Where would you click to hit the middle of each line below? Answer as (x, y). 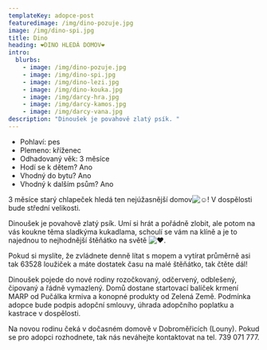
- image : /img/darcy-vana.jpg (73, 112)
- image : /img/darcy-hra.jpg (71, 97)
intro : (19, 52)
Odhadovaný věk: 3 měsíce (65, 158)
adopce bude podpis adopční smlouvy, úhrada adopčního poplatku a (121, 305)
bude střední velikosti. (45, 208)
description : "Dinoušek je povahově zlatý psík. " (94, 119)
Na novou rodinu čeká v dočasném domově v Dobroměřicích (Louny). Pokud (134, 329)
